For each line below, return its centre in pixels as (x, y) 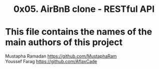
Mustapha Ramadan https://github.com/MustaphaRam (61, 56)
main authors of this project (64, 42)
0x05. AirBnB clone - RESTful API (84, 9)
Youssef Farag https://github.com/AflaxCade (51, 62)
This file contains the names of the (79, 32)
